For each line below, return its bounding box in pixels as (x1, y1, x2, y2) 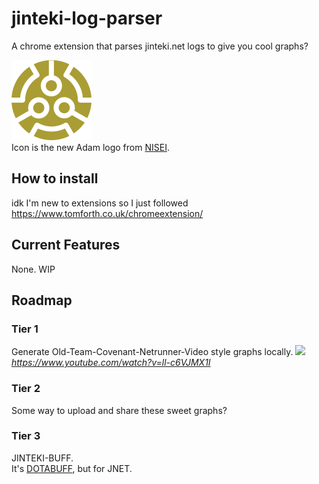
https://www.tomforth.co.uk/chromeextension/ (11, 207, 204, 219)
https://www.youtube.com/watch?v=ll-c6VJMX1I (11, 357, 211, 369)
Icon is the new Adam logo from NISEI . (11, 141, 170, 153)
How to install (11, 170, 99, 187)
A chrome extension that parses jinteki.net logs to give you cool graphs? (11, 40, 309, 52)
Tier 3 (11, 429, 41, 443)
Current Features (11, 237, 121, 254)
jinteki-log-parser (11, 7, 163, 30)
